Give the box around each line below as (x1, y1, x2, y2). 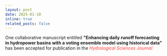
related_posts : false (5, 21, 50, 26)
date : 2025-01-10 (5, 12, 41, 17)
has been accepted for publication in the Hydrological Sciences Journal (5, 45, 153, 51)
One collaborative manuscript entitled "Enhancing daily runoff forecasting (5, 35, 160, 41)
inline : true (5, 16, 32, 21)
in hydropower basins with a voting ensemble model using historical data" (5, 40, 162, 46)
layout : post (5, 7, 32, 12)
